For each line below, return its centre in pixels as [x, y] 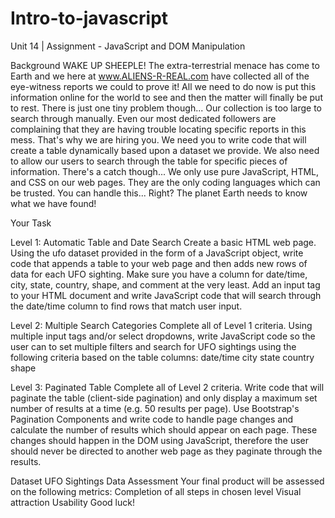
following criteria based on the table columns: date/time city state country [162, 357]
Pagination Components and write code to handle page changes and [152, 419]
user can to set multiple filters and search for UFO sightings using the [153, 346]
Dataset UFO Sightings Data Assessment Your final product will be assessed [167, 481]
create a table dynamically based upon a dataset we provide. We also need [165, 150]
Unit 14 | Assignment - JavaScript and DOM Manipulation [128, 46]
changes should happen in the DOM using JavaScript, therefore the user [159, 440]
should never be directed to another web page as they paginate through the [166, 451]
